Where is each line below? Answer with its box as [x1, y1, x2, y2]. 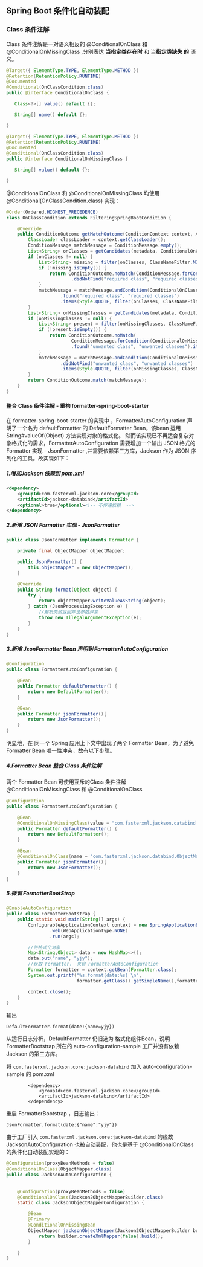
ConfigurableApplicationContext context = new [28, 922, 147, 928]
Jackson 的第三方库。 [6, 1050, 61, 1057]
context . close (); [28, 988, 71, 995]
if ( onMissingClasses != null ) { [28, 315, 112, 321]
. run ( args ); [49, 933, 80, 940]
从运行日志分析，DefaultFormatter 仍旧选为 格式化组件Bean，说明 [6, 1035, 170, 1042]
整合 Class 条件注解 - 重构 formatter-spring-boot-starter [6, 402, 149, 410]
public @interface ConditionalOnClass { [6, 90, 110, 96]
